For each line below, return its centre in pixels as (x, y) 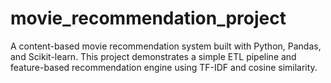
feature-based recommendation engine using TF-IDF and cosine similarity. (164, 67)
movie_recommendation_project (148, 18)
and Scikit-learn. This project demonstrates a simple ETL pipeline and (153, 56)
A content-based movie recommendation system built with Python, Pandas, (166, 46)
